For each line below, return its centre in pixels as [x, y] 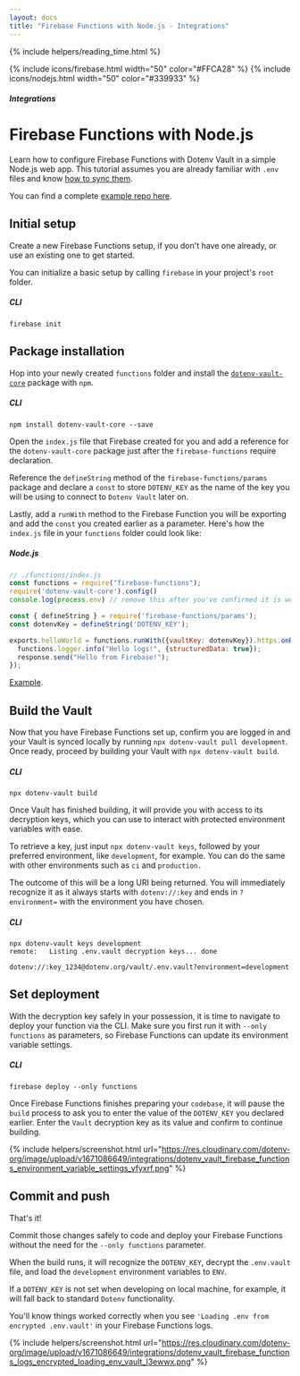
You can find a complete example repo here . [91, 196]
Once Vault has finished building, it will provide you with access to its [136, 810]
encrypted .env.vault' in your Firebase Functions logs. [111, 1325]
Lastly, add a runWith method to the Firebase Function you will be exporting [148, 514]
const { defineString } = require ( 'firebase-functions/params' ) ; [133, 616]
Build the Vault [51, 711]
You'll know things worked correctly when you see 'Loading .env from [139, 1315]
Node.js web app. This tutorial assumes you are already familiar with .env [144, 169]
